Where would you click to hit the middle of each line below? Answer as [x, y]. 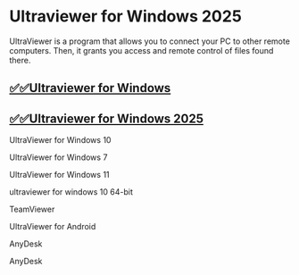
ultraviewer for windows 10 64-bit [71, 192]
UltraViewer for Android [53, 227]
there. [20, 60]
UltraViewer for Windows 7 [58, 157]
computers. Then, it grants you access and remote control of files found [141, 50]
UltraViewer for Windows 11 [59, 175]
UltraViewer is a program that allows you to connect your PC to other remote [149, 41]
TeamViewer [32, 209]
